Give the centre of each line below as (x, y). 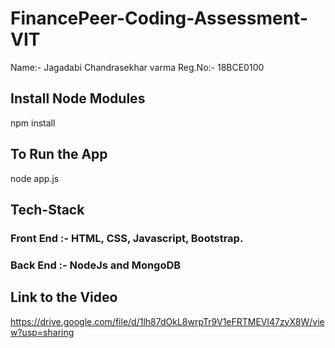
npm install (33, 123)
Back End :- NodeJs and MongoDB (96, 265)
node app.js (35, 178)
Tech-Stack (47, 209)
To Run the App (59, 154)
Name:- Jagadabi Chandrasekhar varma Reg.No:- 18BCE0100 (137, 67)
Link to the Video (64, 297)
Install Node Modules (78, 98)
